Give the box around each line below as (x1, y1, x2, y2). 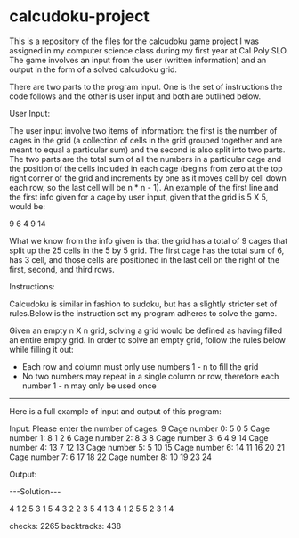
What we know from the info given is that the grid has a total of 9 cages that (9, 235, 287, 246)
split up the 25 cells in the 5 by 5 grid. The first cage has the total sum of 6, (9, 245, 285, 256)
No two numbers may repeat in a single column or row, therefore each (21, 371, 279, 381)
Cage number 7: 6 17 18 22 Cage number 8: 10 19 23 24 (9, 452, 212, 462)
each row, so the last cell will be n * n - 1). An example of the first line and (9, 182, 279, 192)
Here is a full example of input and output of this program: (9, 405, 222, 416)
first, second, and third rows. (9, 264, 116, 274)
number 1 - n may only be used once (21, 380, 158, 391)
